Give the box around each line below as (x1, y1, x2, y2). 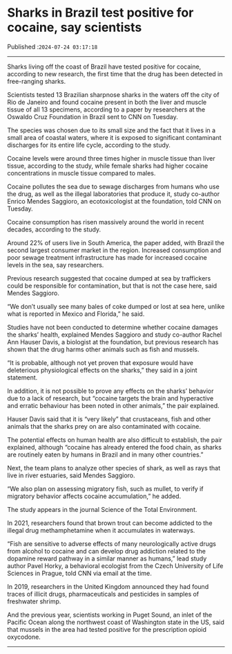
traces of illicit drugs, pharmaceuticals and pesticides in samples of (7, 590, 200, 598)
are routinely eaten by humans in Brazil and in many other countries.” (7, 450, 204, 459)
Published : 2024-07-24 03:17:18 (7, 42, 98, 51)
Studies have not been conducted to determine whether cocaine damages (7, 323, 219, 331)
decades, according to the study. (7, 225, 101, 233)
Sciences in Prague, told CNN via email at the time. (7, 569, 152, 577)
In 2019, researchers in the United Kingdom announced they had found (7, 582, 209, 590)
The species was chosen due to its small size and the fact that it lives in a (7, 126, 216, 134)
